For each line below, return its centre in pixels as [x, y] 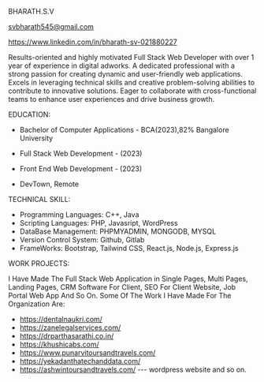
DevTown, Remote [49, 184]
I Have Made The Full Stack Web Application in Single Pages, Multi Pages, [128, 279]
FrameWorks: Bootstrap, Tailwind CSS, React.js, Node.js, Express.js [129, 248]
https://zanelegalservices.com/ [70, 328]
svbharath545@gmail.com [51, 26]
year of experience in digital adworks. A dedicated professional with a [121, 66]
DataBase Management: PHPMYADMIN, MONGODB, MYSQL [118, 231]
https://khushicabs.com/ [59, 344]
